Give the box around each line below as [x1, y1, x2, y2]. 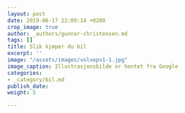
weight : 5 [7, 89, 37, 96]
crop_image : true [7, 23, 59, 30]
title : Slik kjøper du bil [7, 43, 87, 50]
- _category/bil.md [7, 76, 65, 83]
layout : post [7, 10, 46, 18]
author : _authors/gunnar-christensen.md [7, 30, 129, 37]
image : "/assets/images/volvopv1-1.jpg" [7, 56, 129, 64]
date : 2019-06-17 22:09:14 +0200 [7, 17, 106, 24]
